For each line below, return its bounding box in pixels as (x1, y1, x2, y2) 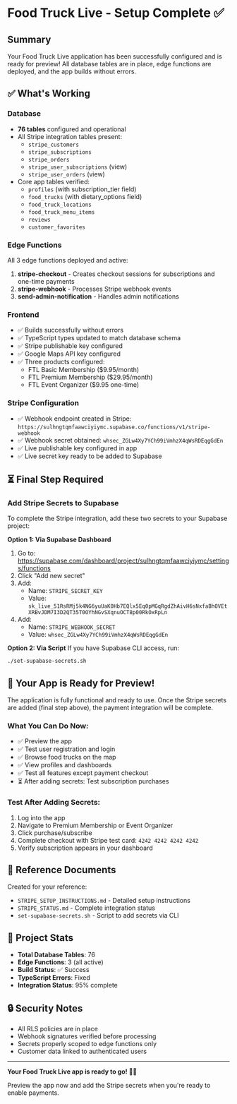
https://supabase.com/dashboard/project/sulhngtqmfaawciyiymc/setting (17, 556, 229, 565)
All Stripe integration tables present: (17, 132, 122, 140)
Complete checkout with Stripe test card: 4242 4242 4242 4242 (17, 836, 199, 844)
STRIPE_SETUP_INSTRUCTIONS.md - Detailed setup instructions (17, 896, 190, 905)
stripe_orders (28, 156, 70, 163)
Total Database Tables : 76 (17, 951, 95, 959)
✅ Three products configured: (17, 358, 105, 366)
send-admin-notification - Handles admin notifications (17, 292, 180, 301)
